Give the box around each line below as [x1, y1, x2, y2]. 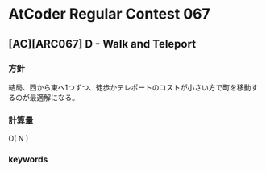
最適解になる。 [29, 92, 79, 102]
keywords [8, 154, 48, 166]
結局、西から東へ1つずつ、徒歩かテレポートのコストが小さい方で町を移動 [8, 82, 251, 92]
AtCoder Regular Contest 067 [8, 5, 211, 23]
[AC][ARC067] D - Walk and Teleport [8, 37, 196, 51]
